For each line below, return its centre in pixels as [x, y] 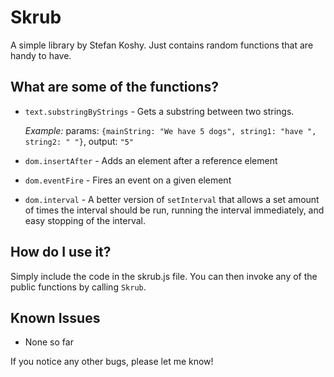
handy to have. [41, 55]
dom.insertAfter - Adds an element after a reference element [151, 160]
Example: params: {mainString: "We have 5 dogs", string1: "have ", [170, 130]
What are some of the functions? [114, 87]
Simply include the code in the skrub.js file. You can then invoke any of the [164, 276]
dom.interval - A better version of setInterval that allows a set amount [172, 199]
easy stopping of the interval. [85, 220]
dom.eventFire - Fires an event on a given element [128, 180]
